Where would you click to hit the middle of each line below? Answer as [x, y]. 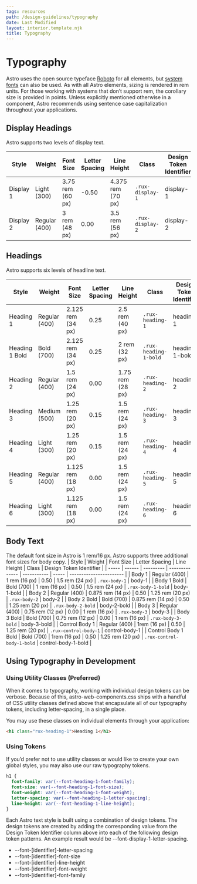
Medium [49, 411]
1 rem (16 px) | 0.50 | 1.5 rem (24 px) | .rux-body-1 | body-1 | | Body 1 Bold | [96, 580]
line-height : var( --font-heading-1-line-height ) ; [73, 804]
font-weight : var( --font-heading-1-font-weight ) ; [73, 792]
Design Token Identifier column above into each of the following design [92, 833]
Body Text [25, 541]
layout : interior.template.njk [44, 28]
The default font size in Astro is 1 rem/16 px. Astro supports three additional [97, 555]
